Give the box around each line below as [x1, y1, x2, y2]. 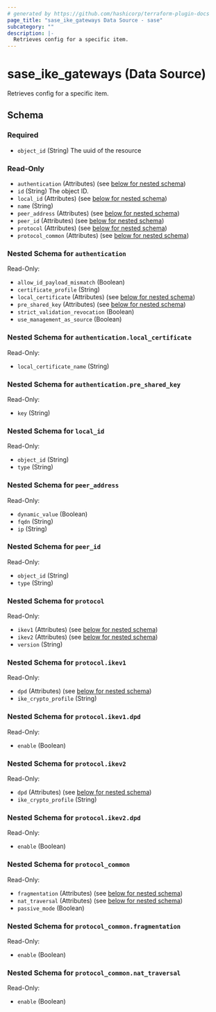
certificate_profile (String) [17, 285, 101, 294]
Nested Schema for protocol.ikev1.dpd [7, 712, 141, 722]
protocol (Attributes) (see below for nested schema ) [17, 224, 168, 232]
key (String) [17, 409, 51, 417]
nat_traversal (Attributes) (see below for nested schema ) [17, 896, 183, 905]
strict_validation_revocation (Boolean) [17, 308, 135, 316]
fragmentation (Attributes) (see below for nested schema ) [17, 889, 183, 897]
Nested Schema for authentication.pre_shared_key [7, 379, 181, 389]
